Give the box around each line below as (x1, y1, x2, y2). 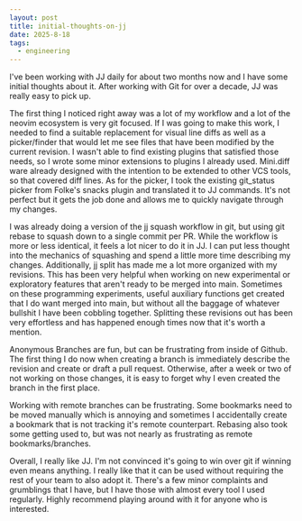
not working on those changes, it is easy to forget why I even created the (9, 373, 281, 384)
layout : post (9, 13, 59, 23)
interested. (9, 504, 50, 515)
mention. (9, 326, 42, 338)
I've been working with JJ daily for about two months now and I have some (9, 71, 288, 82)
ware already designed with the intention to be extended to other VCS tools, (9, 166, 291, 177)
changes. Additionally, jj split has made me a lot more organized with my (9, 260, 278, 270)
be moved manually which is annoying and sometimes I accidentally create (9, 409, 288, 420)
